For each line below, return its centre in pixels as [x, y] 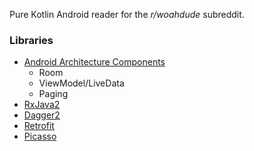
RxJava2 [42, 105]
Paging [53, 94]
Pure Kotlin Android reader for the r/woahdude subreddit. [127, 14]
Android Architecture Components [94, 62]
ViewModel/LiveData [81, 83]
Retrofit [39, 126]
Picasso [40, 136]
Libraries [31, 40]
